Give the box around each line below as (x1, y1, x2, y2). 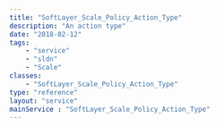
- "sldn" (25, 55, 58, 63)
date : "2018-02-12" (9, 30, 83, 38)
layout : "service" (9, 96, 78, 106)
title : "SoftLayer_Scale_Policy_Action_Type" (9, 13, 182, 22)
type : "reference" (9, 88, 78, 97)
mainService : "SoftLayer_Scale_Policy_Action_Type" (9, 105, 211, 114)
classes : (9, 72, 42, 80)
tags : (9, 38, 30, 47)
